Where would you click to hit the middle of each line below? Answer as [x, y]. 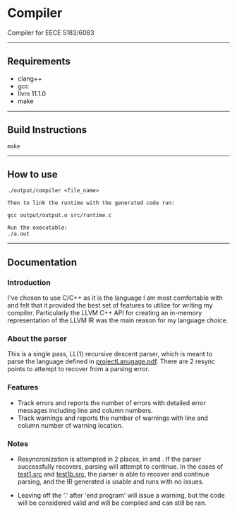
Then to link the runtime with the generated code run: [91, 203]
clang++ [30, 78]
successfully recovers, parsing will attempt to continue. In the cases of [120, 466]
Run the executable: [38, 228]
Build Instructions [47, 130]
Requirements [39, 62]
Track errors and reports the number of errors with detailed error [112, 403]
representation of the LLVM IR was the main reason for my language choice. [118, 320]
